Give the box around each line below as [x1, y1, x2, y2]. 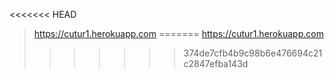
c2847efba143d [183, 58, 249, 69]
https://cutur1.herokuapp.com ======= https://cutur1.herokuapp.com [33, 28, 324, 39]
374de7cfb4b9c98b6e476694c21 [183, 47, 323, 59]
